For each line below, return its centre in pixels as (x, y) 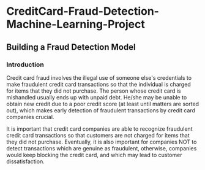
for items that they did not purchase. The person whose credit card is (94, 91)
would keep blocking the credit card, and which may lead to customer (94, 155)
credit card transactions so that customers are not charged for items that (98, 135)
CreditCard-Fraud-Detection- (83, 11)
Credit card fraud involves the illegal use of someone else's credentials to (99, 77)
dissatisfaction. (25, 161)
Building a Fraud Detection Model (71, 47)
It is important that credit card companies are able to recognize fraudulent (99, 129)
